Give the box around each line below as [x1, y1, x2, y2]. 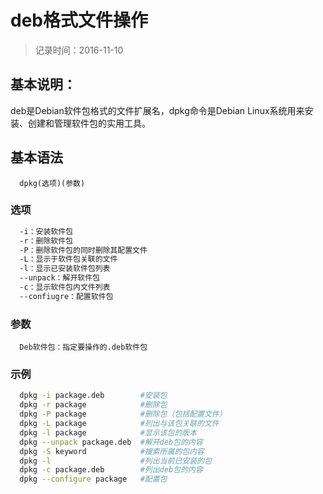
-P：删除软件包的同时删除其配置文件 [19, 245, 148, 255]
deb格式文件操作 [10, 9, 148, 32]
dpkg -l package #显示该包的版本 [19, 427, 198, 438]
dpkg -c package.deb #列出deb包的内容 [19, 465, 203, 475]
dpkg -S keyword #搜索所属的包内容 [19, 446, 205, 456]
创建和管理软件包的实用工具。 [27, 117, 151, 129]
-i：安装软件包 [19, 226, 73, 236]
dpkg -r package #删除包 [19, 400, 168, 410]
